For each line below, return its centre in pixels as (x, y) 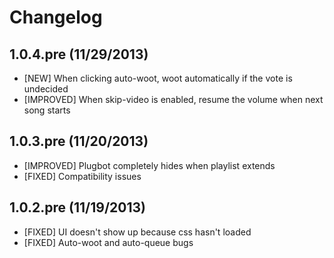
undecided (46, 89)
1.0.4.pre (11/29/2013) (79, 54)
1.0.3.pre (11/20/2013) (79, 141)
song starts (47, 110)
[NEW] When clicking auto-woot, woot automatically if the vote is (158, 78)
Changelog (56, 17)
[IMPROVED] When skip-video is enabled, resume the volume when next (173, 99)
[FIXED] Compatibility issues (82, 176)
